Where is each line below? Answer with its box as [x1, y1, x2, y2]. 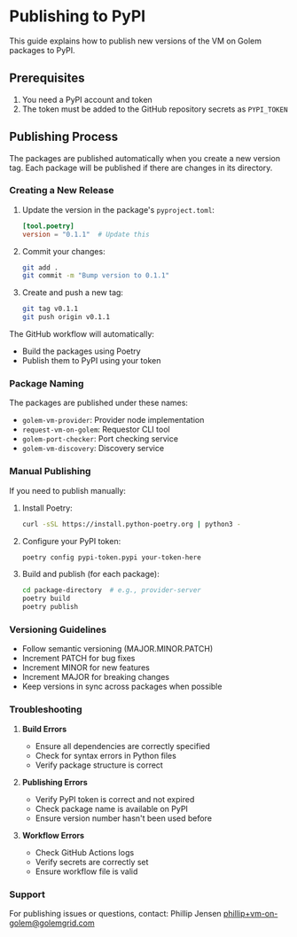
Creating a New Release [9, 184, 114, 197]
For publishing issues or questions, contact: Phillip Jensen [9, 908, 222, 918]
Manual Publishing [9, 465, 91, 478]
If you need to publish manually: [9, 485, 127, 496]
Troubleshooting [9, 703, 82, 715]
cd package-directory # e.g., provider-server [21, 586, 201, 595]
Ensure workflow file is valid [35, 866, 138, 877]
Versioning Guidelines [9, 623, 107, 636]
